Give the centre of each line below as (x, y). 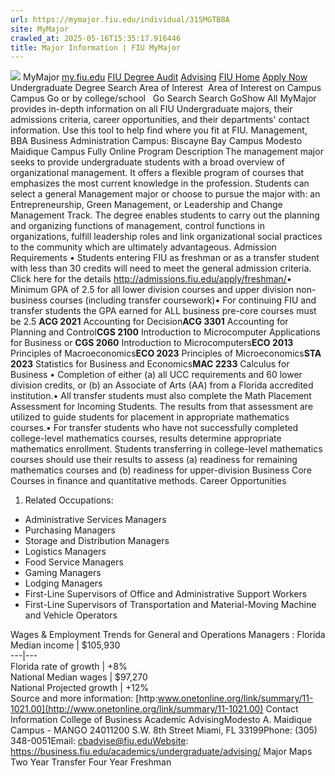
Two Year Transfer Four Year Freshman (91, 762)
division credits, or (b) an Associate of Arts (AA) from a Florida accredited (162, 385)
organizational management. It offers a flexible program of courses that (157, 173)
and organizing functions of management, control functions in (137, 226)
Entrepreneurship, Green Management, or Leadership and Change (146, 205)
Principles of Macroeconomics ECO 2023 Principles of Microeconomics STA (166, 353)
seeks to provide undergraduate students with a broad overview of (147, 162)
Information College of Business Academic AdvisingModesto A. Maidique (161, 720)
